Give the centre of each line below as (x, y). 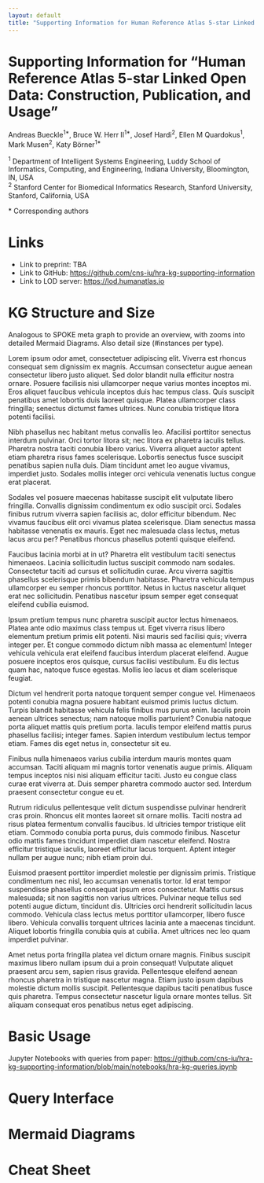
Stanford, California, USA (49, 196)
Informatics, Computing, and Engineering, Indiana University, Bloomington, (129, 169)
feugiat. (20, 678)
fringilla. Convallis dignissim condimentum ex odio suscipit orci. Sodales (125, 505)
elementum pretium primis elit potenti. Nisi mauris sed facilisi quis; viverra (128, 636)
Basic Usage (49, 1036)
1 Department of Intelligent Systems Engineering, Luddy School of (115, 160)
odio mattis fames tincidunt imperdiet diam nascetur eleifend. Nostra (119, 840)
